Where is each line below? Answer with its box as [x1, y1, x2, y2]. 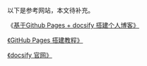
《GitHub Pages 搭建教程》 [7, 36, 83, 44]
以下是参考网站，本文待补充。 [7, 6, 94, 14]
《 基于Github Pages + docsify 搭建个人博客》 [7, 21, 140, 29]
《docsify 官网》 [7, 51, 53, 59]
